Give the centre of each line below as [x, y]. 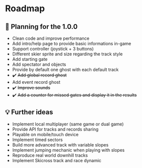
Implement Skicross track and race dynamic [57, 160]
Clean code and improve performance [51, 38]
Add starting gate [30, 59]
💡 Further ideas [29, 112]
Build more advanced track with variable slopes [60, 144]
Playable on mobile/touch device [45, 134]
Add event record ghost [36, 82]
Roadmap [25, 9]
